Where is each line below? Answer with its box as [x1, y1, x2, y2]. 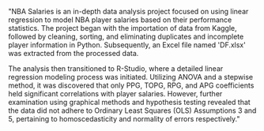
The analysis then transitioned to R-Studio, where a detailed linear [8, 64, 224, 73]
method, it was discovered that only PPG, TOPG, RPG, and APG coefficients [8, 80, 255, 90]
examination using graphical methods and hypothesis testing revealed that [8, 98, 251, 107]
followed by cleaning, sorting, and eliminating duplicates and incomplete [8, 32, 244, 41]
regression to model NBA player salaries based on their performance [8, 15, 232, 24]
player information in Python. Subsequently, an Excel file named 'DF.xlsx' [8, 40, 247, 50]
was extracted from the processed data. [8, 49, 139, 58]
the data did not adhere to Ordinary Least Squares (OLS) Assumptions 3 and [8, 106, 257, 115]
